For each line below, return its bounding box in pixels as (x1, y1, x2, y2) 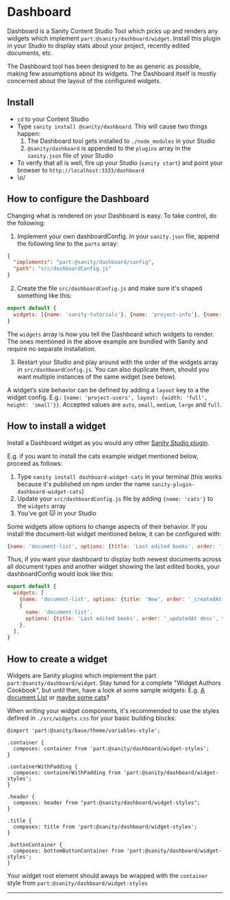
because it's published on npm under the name (16, 480, 151, 488)
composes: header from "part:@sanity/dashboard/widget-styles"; (13, 800, 201, 807)
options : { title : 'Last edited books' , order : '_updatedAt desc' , (25, 615, 219, 622)
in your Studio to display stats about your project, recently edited (7, 41, 190, 49)
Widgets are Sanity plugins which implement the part (7, 671, 157, 680)
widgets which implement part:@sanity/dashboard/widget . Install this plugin (7, 34, 221, 42)
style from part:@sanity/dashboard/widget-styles (7, 879, 149, 887)
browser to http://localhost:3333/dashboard (16, 166, 145, 174)
